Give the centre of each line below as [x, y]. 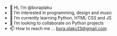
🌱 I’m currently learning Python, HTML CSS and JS [61, 18]
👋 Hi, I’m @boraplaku [31, 8]
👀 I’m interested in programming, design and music [61, 13]
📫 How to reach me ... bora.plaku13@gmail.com [58, 28]
